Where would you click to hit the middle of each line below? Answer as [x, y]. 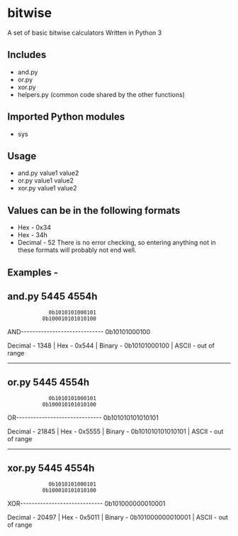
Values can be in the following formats [94, 210]
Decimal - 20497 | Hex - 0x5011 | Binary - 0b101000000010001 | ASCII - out [118, 518]
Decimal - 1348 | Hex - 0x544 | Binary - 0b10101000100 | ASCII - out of [111, 346]
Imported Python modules [66, 117]
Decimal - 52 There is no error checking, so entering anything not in [117, 243]
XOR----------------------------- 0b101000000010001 [86, 503]
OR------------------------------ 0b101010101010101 [83, 418]
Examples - [33, 272]
